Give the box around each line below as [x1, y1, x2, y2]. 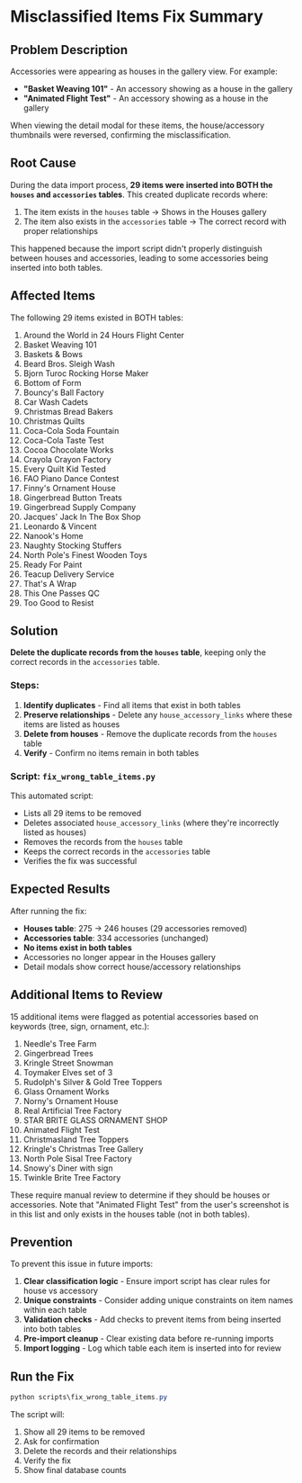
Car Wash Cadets [22, 396, 89, 407]
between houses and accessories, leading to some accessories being [10, 252, 269, 263]
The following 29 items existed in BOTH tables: [10, 312, 183, 323]
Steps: [10, 679, 40, 692]
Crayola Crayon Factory [22, 454, 111, 464]
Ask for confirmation [22, 1436, 100, 1447]
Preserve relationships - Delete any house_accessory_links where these [22, 709, 293, 720]
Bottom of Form [22, 377, 82, 388]
